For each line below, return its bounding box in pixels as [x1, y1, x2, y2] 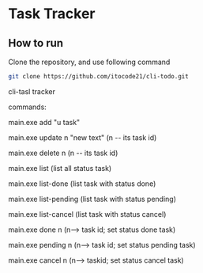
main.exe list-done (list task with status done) [8, 179, 156, 188]
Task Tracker [8, 5, 96, 23]
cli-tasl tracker [8, 86, 55, 96]
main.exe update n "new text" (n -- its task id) [8, 132, 157, 142]
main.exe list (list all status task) [8, 163, 112, 173]
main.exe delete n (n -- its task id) [8, 148, 118, 157]
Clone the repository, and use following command [8, 57, 171, 66]
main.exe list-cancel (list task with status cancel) [8, 209, 167, 218]
